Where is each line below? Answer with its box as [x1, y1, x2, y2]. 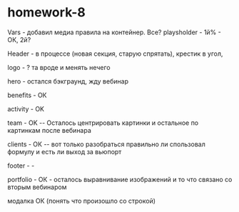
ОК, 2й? [7, 35, 31, 44]
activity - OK [7, 104, 45, 113]
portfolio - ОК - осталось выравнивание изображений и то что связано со [7, 175, 233, 183]
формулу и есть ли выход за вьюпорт [7, 147, 122, 156]
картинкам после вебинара [7, 126, 91, 134]
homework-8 [7, 4, 86, 21]
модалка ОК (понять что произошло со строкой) [7, 196, 156, 205]
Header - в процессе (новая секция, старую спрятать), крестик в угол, [7, 49, 223, 58]
